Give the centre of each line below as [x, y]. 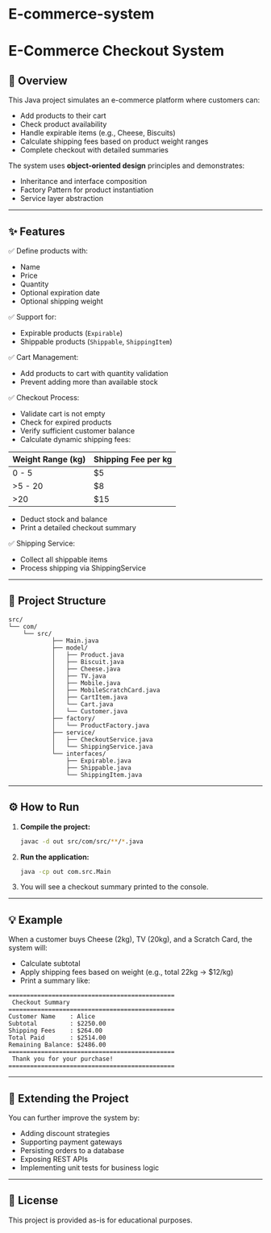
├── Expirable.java [98, 761]
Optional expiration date [60, 293]
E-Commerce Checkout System [116, 51]
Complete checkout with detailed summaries [94, 150]
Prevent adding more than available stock [89, 382]
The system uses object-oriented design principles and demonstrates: [127, 165]
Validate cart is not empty [63, 414]
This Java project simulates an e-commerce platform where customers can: [134, 100]
